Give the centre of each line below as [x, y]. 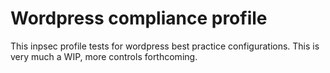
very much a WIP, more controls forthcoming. [104, 56]
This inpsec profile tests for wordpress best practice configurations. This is [165, 46]
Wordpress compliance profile [139, 18]
